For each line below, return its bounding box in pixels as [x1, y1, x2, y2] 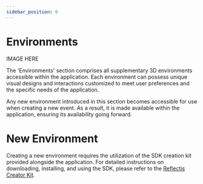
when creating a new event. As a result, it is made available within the [6, 104, 180, 111]
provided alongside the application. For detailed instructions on [6, 158, 164, 165]
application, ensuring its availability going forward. [6, 110, 132, 118]
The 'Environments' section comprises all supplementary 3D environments [6, 67, 193, 74]
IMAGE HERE [6, 55, 39, 62]
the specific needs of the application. [6, 86, 99, 93]
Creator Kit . [6, 171, 35, 179]
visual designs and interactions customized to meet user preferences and [6, 79, 190, 87]
